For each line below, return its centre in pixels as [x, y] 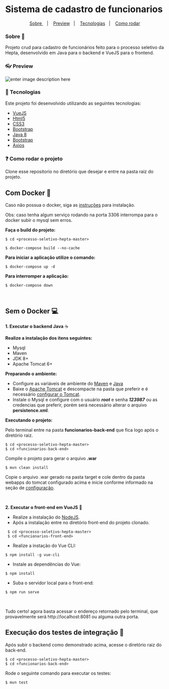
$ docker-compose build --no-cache [43, 248]
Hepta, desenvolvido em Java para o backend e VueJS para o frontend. [80, 53]
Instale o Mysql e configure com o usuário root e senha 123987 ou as [85, 399]
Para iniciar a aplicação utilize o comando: [50, 257]
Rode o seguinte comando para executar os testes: [58, 673]
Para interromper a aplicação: [37, 276]
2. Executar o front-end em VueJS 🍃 [44, 507]
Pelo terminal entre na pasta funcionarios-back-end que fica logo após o [82, 430]
